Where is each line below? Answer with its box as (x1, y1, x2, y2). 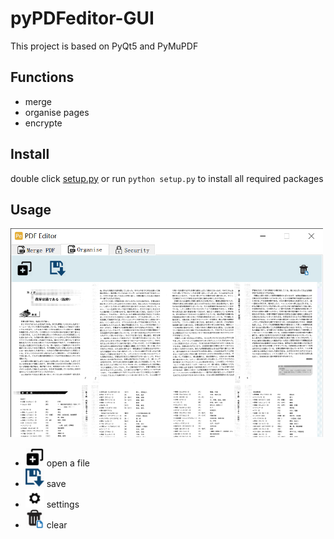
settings (46, 498, 80, 510)
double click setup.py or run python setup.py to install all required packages (10, 172, 324, 184)
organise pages (24, 106, 90, 118)
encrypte (24, 117, 63, 129)
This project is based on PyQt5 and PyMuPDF (10, 40, 199, 52)
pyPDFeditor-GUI (10, 7, 155, 30)
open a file (46, 457, 90, 469)
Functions (10, 69, 75, 86)
